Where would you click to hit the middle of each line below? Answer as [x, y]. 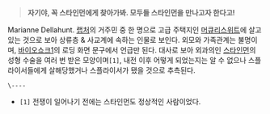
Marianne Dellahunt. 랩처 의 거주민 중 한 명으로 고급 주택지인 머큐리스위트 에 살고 [135, 30]
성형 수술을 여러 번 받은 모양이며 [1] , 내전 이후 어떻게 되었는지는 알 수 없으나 [127, 60]
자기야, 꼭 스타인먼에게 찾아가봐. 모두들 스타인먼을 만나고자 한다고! [131, 13]
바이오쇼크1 [36, 50]
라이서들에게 [27, 70]
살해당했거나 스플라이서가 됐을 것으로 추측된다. [122, 70]
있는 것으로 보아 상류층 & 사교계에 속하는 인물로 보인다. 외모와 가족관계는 [122, 40]
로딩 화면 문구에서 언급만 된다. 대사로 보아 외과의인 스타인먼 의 [159, 50]
